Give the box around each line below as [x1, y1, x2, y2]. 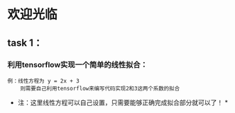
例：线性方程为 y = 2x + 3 [7, 77, 80, 85]
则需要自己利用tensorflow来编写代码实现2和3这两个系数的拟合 [20, 85, 180, 92]
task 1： [7, 37, 43, 49]
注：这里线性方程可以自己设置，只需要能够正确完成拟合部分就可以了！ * [17, 98, 229, 107]
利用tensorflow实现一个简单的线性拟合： [7, 59, 148, 69]
